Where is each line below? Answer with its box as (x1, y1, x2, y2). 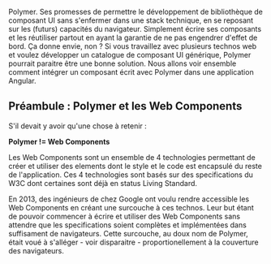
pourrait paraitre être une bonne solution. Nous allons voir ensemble (8, 58, 237, 68)
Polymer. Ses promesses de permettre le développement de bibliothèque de (8, 7, 264, 16)
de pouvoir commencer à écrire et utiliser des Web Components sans (8, 211, 241, 221)
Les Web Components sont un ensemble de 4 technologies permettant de (8, 152, 256, 162)
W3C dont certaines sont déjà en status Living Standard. (8, 178, 197, 188)
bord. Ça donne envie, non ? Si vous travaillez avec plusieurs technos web (8, 41, 257, 51)
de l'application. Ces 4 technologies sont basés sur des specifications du (8, 170, 254, 180)
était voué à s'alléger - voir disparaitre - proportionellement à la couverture (8, 237, 259, 247)
